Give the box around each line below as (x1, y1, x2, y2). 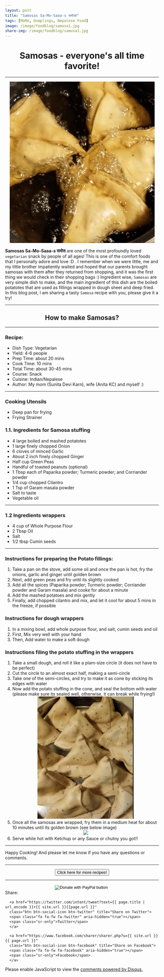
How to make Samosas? (44, 313, 120, 322)
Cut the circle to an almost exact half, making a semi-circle (12, 670, 130, 676)
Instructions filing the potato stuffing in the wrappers (5, 648, 134, 655)
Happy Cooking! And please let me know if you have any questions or (5, 849, 145, 855)
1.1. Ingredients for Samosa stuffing (5, 427, 90, 434)
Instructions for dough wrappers (5, 615, 84, 622)
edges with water (12, 680, 47, 687)
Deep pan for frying (12, 409, 52, 415)
